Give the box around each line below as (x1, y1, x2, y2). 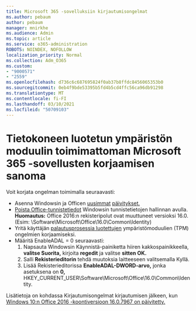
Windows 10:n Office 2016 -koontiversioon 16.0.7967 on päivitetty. (6, 298, 166, 305)
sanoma (6, 169, 46, 182)
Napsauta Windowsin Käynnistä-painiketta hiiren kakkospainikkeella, (23, 244, 189, 251)
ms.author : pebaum (6, 14, 51, 20)
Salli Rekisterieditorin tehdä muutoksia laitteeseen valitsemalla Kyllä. (23, 256, 190, 263)
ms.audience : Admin (6, 30, 54, 36)
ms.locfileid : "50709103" (6, 107, 69, 112)
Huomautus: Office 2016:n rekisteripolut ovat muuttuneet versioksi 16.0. (14, 212, 189, 220)
